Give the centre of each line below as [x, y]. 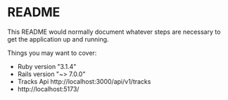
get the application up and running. [58, 39]
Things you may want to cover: [52, 53]
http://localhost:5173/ [48, 89]
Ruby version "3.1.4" [47, 66]
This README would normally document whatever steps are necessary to [114, 32]
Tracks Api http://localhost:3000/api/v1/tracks [84, 81]
